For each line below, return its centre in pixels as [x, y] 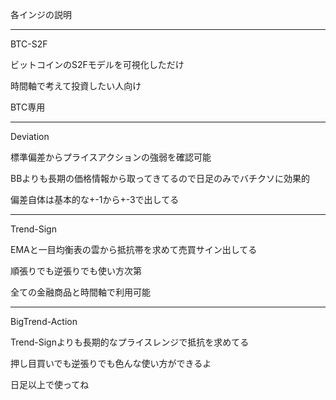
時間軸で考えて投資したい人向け [76, 86]
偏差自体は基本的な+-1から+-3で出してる [95, 199]
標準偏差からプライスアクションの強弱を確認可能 [111, 157]
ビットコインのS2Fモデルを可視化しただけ [97, 64]
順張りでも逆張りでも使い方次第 [76, 271]
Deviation [30, 136]
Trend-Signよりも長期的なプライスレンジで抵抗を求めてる [130, 342]
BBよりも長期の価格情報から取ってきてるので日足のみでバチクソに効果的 [160, 178]
